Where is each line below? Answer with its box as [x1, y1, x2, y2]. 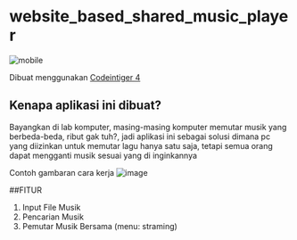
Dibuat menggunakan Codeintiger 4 [9, 71, 141, 82]
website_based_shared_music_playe [9, 6, 289, 27]
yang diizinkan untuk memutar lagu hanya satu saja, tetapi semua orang [9, 140, 274, 151]
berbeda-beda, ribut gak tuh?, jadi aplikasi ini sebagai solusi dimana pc [9, 131, 270, 142]
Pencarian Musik [21, 211, 85, 222]
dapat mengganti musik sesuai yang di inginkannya [9, 150, 198, 161]
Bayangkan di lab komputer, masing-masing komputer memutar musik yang [9, 121, 287, 132]
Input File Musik [21, 202, 81, 212]
